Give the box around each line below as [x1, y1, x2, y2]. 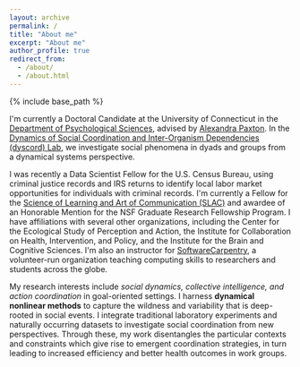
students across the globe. [9, 263, 108, 274]
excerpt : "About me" [9, 38, 87, 47]
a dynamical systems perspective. [9, 151, 136, 162]
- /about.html [17, 72, 70, 81]
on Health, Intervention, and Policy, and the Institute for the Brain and [9, 235, 264, 246]
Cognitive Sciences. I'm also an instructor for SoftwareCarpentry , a [9, 244, 257, 255]
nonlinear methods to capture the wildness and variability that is [9, 300, 249, 311]
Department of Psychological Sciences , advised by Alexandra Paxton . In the [9, 123, 290, 133]
